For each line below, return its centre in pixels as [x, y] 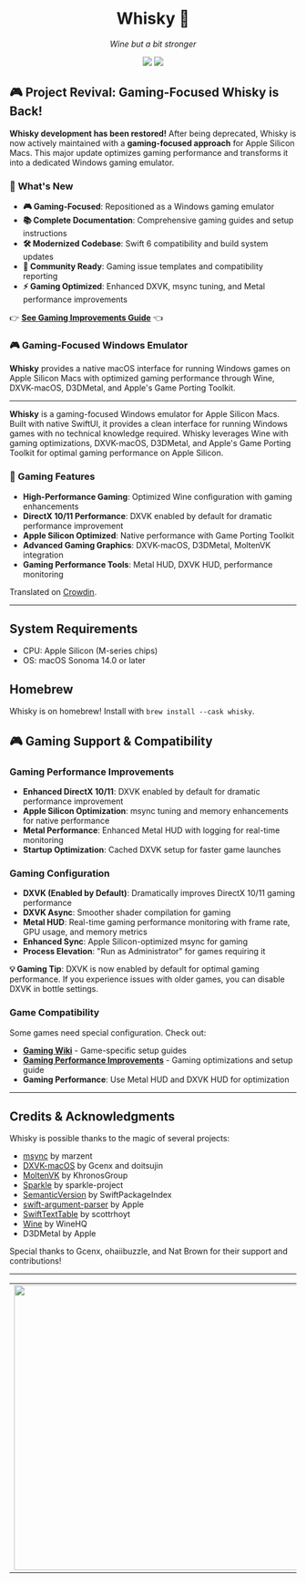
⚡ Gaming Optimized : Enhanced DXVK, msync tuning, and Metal [144, 286]
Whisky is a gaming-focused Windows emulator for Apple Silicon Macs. [145, 414]
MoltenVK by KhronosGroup [75, 1175]
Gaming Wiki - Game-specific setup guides [104, 1050]
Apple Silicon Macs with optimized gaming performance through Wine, [142, 379]
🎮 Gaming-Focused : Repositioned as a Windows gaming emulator [148, 207]
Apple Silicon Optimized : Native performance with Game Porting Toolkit [158, 535]
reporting [40, 276]
